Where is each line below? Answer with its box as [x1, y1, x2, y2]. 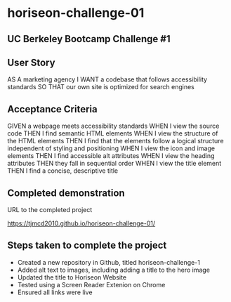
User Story [7, 56, 55, 68]
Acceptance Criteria [7, 103, 98, 115]
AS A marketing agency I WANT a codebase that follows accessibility [7, 75, 208, 84]
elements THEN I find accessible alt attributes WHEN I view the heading [7, 152, 215, 160]
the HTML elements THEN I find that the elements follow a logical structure [7, 137, 224, 145]
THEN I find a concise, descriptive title [7, 166, 119, 175]
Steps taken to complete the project [7, 239, 167, 251]
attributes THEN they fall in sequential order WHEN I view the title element [7, 159, 222, 168]
